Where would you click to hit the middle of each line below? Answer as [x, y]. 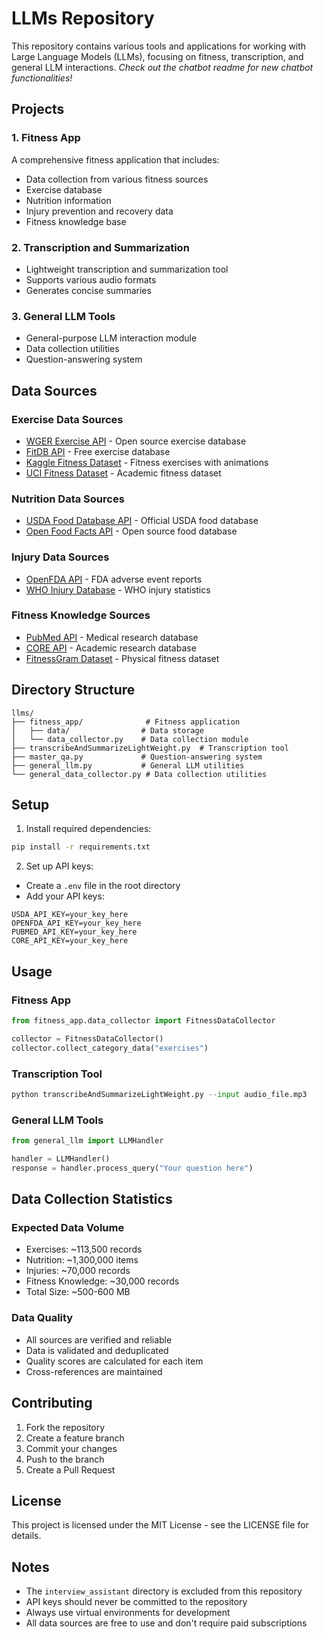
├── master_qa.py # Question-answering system [137, 757]
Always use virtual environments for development [128, 1613]
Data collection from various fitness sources [117, 179]
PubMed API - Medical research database [112, 637]
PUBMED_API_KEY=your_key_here [74, 932]
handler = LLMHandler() [61, 1158]
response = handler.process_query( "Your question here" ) [132, 1168]
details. [26, 1536]
